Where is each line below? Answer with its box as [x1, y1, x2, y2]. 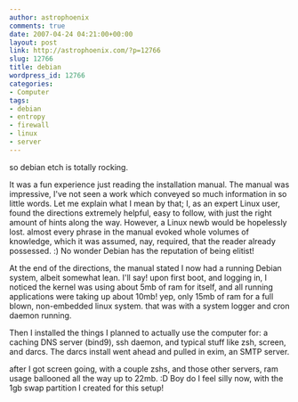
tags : [9, 95, 29, 105]
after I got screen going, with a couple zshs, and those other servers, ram [9, 363, 278, 374]
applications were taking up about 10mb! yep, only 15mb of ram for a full [9, 291, 274, 301]
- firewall [9, 121, 50, 130]
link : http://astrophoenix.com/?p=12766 [9, 46, 162, 55]
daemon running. [9, 309, 72, 321]
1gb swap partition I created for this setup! [9, 382, 165, 393]
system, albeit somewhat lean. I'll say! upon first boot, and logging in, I [9, 272, 268, 283]
